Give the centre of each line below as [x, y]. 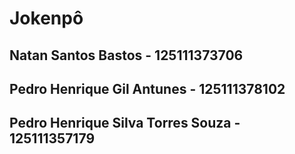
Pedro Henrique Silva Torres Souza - [125, 123]
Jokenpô [46, 18]
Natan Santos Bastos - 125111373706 [126, 55]
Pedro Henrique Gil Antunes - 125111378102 [147, 88]
